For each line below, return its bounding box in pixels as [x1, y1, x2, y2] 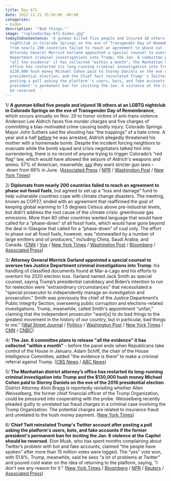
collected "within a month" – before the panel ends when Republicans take [5, 342, 164, 349]
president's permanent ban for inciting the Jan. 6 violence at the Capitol [5, 432, 161, 438]
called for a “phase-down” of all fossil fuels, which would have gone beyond [5, 220, 165, 226]
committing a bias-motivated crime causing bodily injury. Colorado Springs [5, 123, 162, 130]
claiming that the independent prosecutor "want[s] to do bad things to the [5, 311, 160, 317]
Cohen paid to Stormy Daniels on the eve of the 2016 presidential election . [5, 379, 165, 385]
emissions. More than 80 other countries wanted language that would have [5, 214, 163, 220]
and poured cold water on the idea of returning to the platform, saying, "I [5, 459, 158, 466]
